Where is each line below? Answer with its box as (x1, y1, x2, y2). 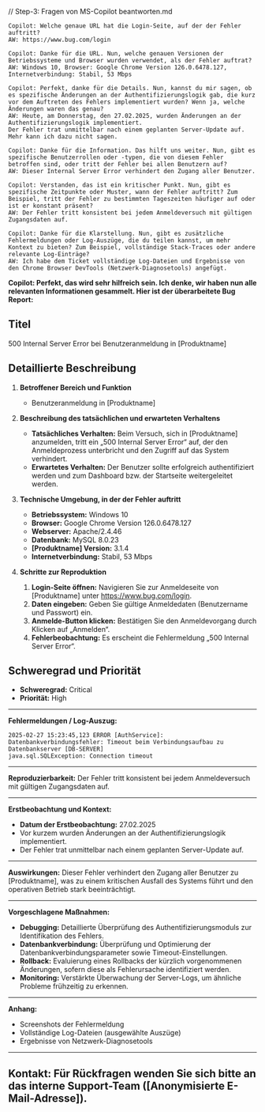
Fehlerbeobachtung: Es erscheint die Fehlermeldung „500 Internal (31, 633, 249, 642)
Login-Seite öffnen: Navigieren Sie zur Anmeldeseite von (31, 582, 219, 592)
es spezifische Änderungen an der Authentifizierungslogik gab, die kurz (8, 91, 256, 99)
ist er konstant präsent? (8, 202, 93, 210)
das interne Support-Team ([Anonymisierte (8, 1079, 225, 1092)
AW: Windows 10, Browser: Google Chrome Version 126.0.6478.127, (8, 63, 227, 71)
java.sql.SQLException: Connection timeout (8, 752, 154, 760)
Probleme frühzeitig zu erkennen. (19, 982, 129, 991)
